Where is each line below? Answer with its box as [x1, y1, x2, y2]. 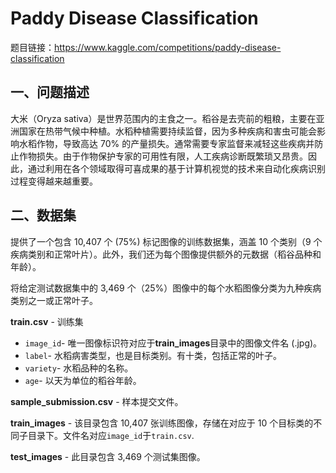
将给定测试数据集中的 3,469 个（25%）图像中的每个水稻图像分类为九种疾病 [10, 282, 322, 294]
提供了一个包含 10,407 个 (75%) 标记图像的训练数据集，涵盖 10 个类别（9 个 [10, 235, 323, 247]
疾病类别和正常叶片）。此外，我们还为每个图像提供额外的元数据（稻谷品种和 [10, 248, 322, 260]
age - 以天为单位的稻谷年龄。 [24, 374, 142, 386]
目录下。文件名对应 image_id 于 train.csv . [27, 429, 195, 441]
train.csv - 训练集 [10, 315, 84, 327]
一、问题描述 [10, 84, 90, 101]
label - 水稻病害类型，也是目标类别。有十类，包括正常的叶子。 [24, 349, 282, 361]
